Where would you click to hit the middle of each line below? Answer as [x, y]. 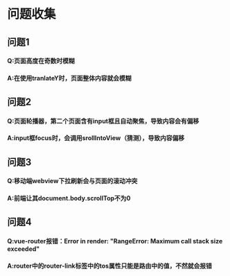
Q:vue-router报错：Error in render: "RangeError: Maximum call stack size [115, 241]
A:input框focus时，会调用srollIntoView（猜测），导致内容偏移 [96, 138]
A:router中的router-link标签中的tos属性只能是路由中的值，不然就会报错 [110, 266]
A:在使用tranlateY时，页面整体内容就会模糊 [69, 78]
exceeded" [24, 249]
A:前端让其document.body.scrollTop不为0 [69, 198]
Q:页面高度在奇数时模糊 [41, 61]
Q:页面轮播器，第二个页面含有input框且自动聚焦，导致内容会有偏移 [103, 121]
